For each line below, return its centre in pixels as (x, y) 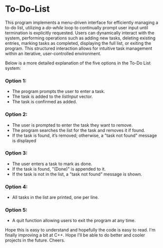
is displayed (24, 140)
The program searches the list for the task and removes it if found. (79, 130)
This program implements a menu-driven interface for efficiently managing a (82, 22)
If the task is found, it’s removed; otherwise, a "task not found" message (84, 135)
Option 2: (16, 114)
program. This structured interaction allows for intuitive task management (79, 48)
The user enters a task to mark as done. (52, 164)
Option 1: (16, 80)
